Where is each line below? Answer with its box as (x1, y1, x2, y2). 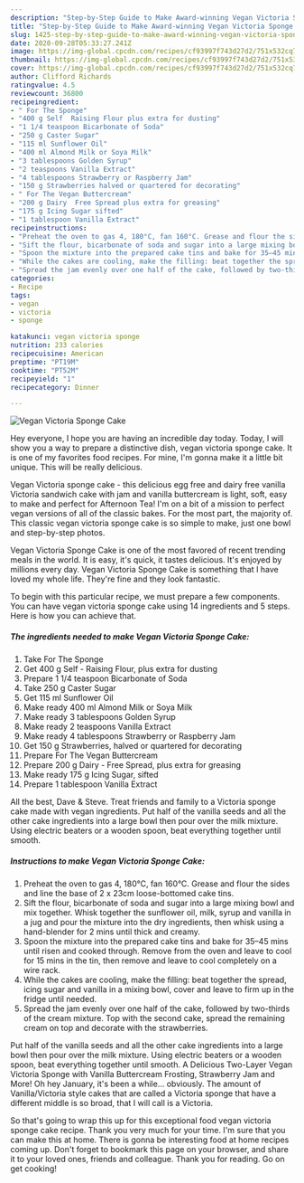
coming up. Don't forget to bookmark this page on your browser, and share (10, 1144, 290, 1155)
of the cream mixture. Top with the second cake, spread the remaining (23, 1013, 285, 1024)
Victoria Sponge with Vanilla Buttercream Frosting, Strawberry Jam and (10, 1069, 276, 1080)
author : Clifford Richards (10, 72, 112, 81)
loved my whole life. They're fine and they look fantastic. (10, 573, 221, 584)
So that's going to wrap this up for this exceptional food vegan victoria (10, 1115, 272, 1126)
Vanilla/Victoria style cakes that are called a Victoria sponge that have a (10, 1088, 277, 1099)
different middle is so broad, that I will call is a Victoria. (10, 1098, 214, 1109)
